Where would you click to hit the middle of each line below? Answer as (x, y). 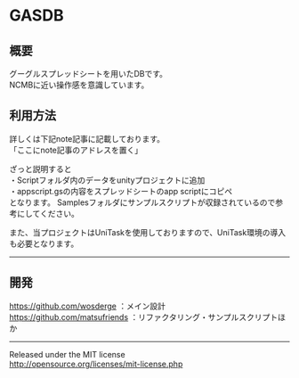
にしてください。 (48, 213)
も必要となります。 (44, 243)
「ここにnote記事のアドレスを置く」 (76, 150)
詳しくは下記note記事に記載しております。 (87, 138)
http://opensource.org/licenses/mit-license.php (96, 364)
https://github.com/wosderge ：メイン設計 (88, 306)
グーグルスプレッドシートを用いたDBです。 (88, 74)
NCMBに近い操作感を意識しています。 (79, 85)
